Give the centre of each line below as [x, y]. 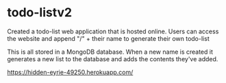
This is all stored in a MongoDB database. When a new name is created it [110, 52]
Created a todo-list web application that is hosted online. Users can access [113, 31]
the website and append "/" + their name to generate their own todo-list [109, 38]
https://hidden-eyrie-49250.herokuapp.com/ [70, 72]
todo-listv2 [40, 13]
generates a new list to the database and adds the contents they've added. [113, 59]
